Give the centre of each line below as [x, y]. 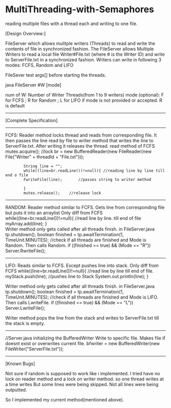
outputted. [16, 390]
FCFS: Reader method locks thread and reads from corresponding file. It [81, 135]
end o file [17, 175]
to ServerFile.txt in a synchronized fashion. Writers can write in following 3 [83, 59]
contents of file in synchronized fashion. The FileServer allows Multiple [80, 49]
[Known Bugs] [20, 364]
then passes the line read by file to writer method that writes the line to [79, 140]
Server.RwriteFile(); [25, 251]
